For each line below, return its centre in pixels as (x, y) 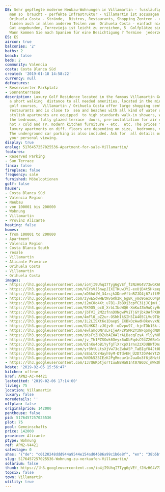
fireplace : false (23, 170)
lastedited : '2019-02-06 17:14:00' (41, 381)
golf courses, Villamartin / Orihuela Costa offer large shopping (80, 106)
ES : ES (12, 37)
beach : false (18, 55)
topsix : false (20, 473)
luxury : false (20, 395)
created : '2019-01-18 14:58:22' (38, 74)
